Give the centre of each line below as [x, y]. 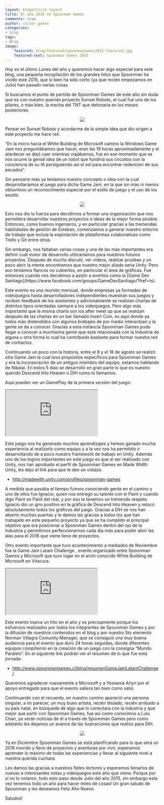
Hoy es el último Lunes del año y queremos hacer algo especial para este [79, 69]
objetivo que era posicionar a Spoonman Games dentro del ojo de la [74, 525]
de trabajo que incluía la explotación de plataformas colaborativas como [78, 235]
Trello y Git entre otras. [28, 240]
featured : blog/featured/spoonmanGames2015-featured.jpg [73, 51]
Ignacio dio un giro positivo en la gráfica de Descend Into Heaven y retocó [80, 505]
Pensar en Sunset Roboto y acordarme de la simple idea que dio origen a [79, 129]
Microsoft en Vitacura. [27, 561]
